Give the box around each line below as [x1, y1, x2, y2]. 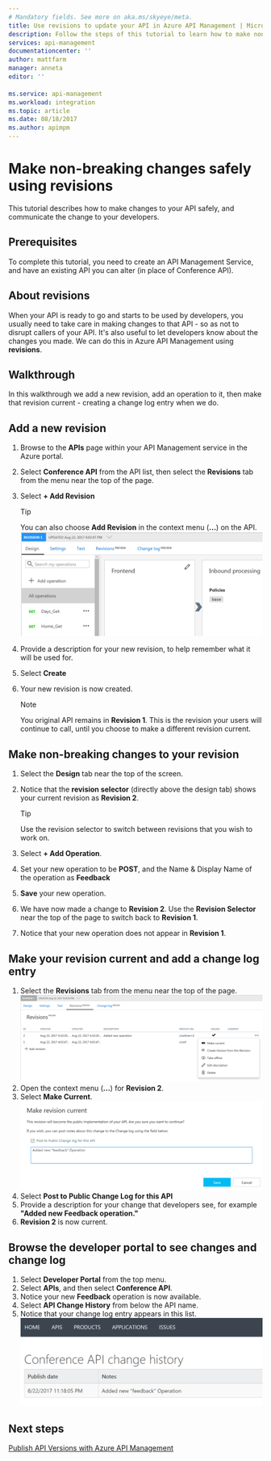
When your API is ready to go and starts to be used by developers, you [8, 310, 244, 320]
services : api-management [8, 39, 95, 47]
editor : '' [8, 73, 45, 81]
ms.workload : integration [8, 98, 95, 107]
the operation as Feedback [19, 873, 110, 883]
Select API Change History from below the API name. [19, 1300, 199, 1310]
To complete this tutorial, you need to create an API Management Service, [8, 257, 254, 267]
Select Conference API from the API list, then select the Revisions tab [19, 467, 254, 477]
